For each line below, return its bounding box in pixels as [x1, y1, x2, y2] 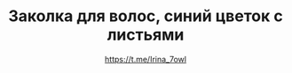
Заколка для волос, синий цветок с [8, 6, 283, 26]
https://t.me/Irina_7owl [104, 54, 187, 64]
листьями [107, 25, 185, 45]
